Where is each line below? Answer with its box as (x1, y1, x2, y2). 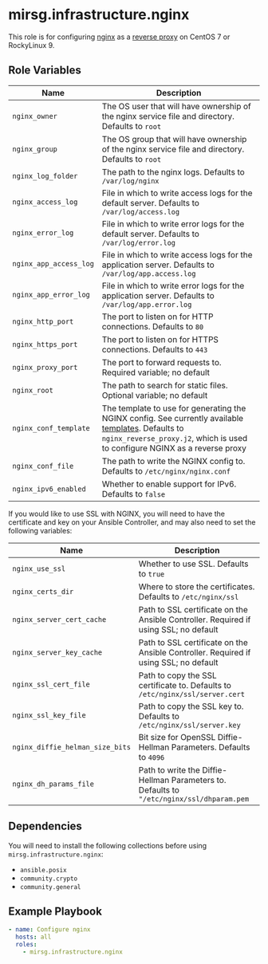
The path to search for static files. (101, 380, 228, 391)
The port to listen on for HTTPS (101, 333, 219, 344)
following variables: (8, 525, 73, 535)
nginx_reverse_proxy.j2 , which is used (101, 432, 248, 443)
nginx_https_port (12, 340, 78, 348)
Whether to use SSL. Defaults (138, 558, 249, 569)
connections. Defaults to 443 (101, 344, 208, 355)
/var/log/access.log (101, 207, 180, 216)
